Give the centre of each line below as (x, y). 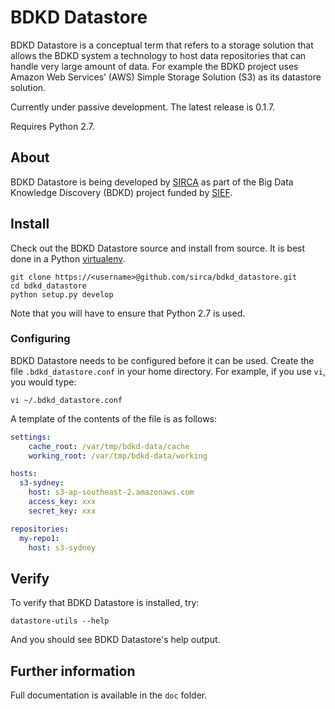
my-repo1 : (39, 538)
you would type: (43, 382)
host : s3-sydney (62, 547)
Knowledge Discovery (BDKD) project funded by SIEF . (121, 192)
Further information (73, 671)
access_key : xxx (62, 502)
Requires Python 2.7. (52, 126)
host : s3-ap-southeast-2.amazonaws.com (111, 492)
